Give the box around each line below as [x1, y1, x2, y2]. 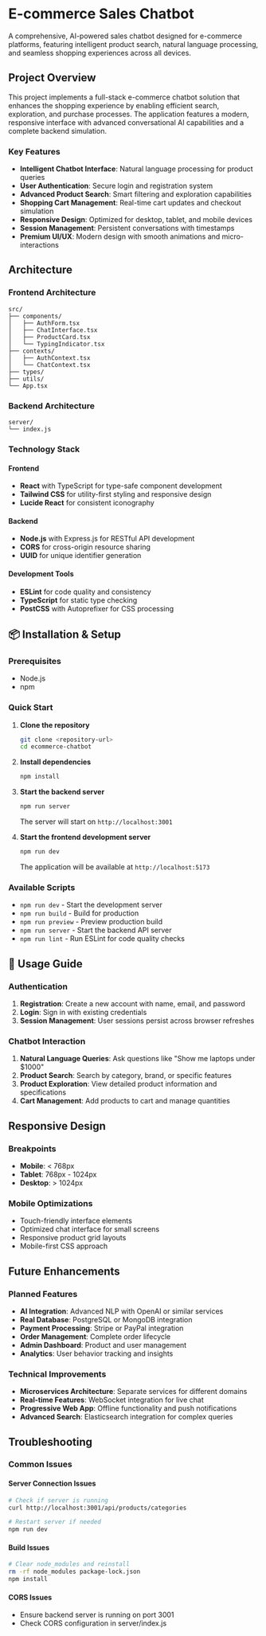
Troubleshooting [8, 1435, 93, 1449]
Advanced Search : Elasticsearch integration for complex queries [19, 1412, 233, 1422]
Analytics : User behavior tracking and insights [19, 1349, 174, 1358]
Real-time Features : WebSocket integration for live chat [19, 1395, 205, 1405]
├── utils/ [8, 375, 45, 383]
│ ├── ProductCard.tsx [8, 333, 91, 341]
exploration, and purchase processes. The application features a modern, [8, 109, 249, 119]
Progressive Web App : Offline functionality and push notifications [19, 1404, 237, 1413]
